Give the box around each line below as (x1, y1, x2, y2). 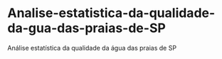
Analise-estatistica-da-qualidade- (7, 5, 216, 21)
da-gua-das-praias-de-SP (7, 20, 166, 36)
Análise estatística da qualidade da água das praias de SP (7, 43, 176, 52)
